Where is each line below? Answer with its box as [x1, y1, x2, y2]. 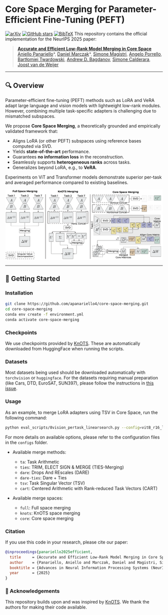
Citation [5, 527, 25, 534]
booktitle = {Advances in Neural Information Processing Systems [9, 565, 149, 570]
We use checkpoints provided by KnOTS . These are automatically [5, 340, 140, 346]
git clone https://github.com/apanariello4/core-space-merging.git [5, 301, 149, 306]
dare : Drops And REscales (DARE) [19, 469, 89, 475]
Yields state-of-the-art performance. [12, 148, 90, 154]
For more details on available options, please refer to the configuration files [5, 434, 160, 440]
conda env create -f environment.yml [5, 312, 84, 317]
